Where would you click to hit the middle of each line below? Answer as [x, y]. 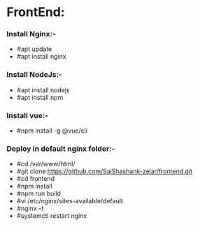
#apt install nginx [42, 57]
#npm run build [38, 193]
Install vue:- [28, 115]
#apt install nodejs [43, 90]
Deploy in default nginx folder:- [61, 149]
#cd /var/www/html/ [46, 164]
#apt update [34, 49]
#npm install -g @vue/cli [52, 131]
